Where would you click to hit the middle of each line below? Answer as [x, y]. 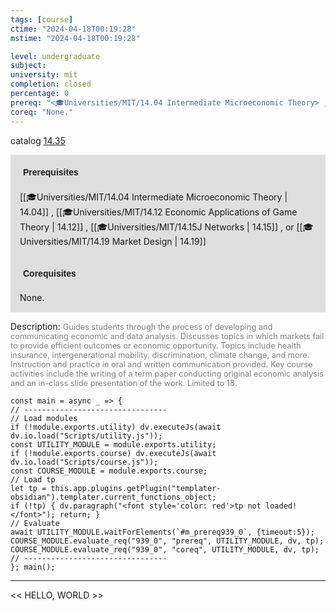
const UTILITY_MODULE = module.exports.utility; [113, 444]
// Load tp [33, 479]
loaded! [281, 506]
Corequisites [50, 273]
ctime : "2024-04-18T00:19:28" [73, 29]
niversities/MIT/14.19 [64, 241]
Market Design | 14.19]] [159, 241]
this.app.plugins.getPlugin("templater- [136, 488]
